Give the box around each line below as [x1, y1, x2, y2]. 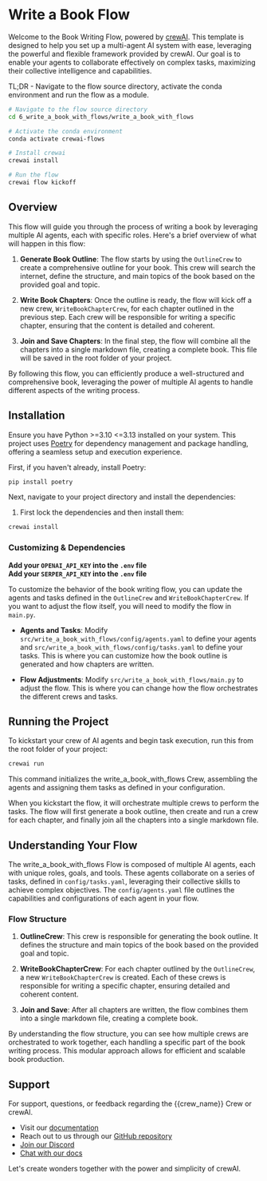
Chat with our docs [19, 1148, 83, 1158]
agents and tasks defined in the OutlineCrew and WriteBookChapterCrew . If [8, 593, 249, 602]
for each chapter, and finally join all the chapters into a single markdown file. [8, 815, 259, 825]
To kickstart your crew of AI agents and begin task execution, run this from [8, 736, 253, 746]
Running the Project [8, 715, 109, 728]
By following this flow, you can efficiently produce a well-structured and [8, 368, 245, 378]
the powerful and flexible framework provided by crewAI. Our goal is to [8, 49, 241, 58]
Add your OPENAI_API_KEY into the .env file [8, 560, 147, 570]
